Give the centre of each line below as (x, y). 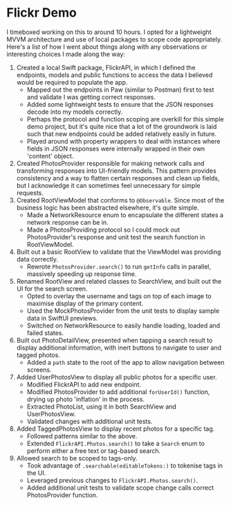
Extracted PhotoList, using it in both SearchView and (102, 406)
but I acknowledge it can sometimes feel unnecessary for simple (109, 185)
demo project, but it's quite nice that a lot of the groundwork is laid (122, 126)
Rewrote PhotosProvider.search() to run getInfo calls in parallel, (119, 266)
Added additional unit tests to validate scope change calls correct (120, 488)
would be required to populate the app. (72, 82)
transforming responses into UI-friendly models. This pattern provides (117, 171)
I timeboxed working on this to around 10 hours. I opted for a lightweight (109, 32)
